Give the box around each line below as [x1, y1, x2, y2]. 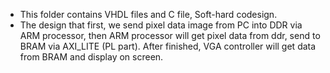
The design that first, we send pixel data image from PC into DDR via [19, 19, 303, 31]
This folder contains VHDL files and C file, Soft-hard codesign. [19, 9, 278, 20]
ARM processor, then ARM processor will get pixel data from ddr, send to [19, 30, 321, 41]
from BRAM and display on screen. [19, 51, 164, 63]
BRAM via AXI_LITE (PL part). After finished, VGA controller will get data [19, 40, 317, 52]
